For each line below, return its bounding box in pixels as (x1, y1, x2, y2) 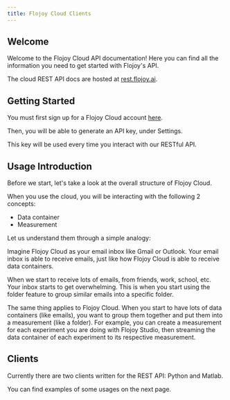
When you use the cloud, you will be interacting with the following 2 (7, 192, 201, 201)
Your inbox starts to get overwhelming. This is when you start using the (7, 283, 211, 291)
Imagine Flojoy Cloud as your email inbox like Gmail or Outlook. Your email (7, 247, 219, 256)
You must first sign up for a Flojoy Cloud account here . (7, 114, 163, 122)
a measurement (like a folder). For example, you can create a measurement (7, 318, 222, 327)
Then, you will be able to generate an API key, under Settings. (7, 127, 184, 135)
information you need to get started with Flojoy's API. (7, 62, 159, 70)
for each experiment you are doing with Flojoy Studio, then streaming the (7, 326, 216, 334)
